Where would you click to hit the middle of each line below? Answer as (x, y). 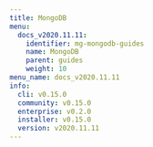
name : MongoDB (52, 52)
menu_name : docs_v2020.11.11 (65, 78)
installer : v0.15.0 (55, 120)
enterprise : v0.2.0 (55, 111)
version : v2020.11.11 (59, 129)
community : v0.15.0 (55, 103)
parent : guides (55, 60)
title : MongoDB (38, 18)
